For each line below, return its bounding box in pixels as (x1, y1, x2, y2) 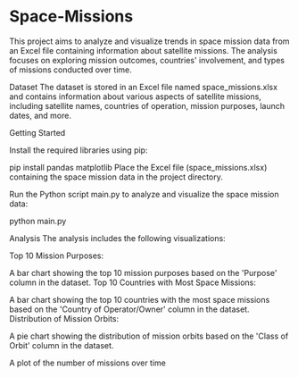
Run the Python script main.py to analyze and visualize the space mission (9, 188, 279, 199)
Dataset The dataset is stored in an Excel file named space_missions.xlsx (9, 81, 278, 92)
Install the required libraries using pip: (9, 145, 148, 155)
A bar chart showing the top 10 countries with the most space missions (9, 294, 270, 305)
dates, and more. (9, 110, 71, 121)
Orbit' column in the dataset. (9, 339, 114, 350)
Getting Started (9, 127, 66, 138)
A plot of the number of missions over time (9, 357, 167, 368)
